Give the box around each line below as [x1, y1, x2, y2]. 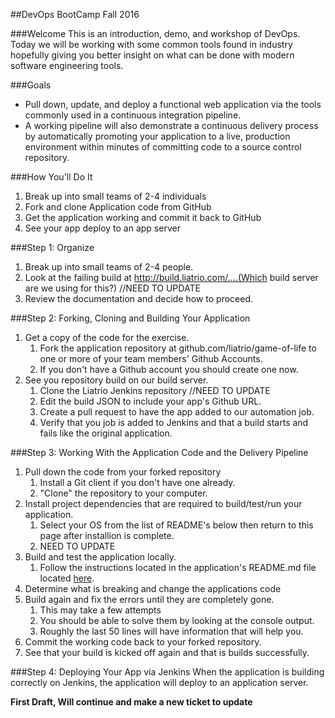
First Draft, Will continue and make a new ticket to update [10, 696, 253, 708]
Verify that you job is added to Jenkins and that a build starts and [39, 417, 309, 428]
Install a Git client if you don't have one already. [39, 477, 236, 488]
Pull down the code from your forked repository [24, 466, 222, 478]
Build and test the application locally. [24, 551, 177, 563]
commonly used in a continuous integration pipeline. [24, 109, 242, 121]
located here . [39, 572, 95, 584]
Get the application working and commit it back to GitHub [24, 212, 262, 223]
